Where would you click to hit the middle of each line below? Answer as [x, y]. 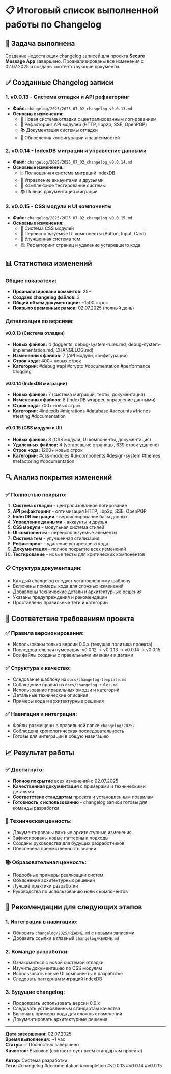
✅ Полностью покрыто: [36, 494]
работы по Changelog [53, 25]
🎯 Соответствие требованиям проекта [70, 618]
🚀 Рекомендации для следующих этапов [74, 907]
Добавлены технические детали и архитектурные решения [77, 592]
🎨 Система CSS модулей [47, 228]
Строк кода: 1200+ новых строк [48, 450]
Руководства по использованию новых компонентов [70, 891]
